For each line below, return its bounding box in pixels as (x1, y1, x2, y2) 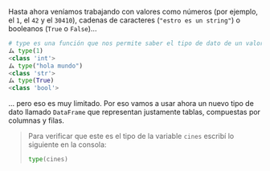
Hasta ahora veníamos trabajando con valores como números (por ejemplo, (8, 7, 259, 16)
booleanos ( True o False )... (8, 24, 97, 33)
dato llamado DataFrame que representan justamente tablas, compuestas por (8, 108, 261, 117)
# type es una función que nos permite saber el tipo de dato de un (8, 39, 243, 47)
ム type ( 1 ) (8, 47, 44, 55)
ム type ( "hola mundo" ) (8, 62, 83, 70)
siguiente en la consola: (27, 140, 107, 149)
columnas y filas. (8, 116, 64, 125)
